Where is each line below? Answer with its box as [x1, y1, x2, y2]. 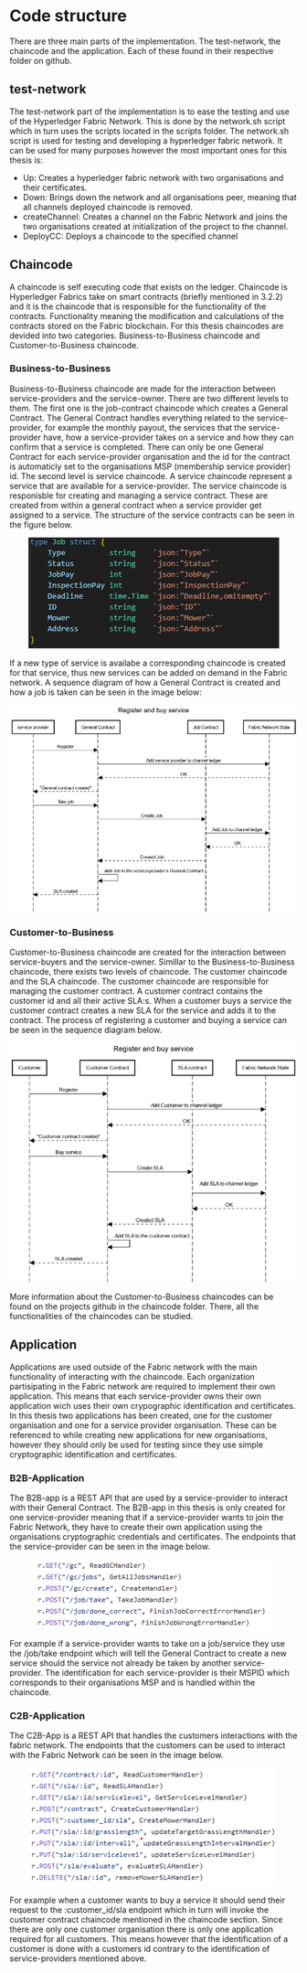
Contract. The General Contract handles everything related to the [9, 412, 255, 423]
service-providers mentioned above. [9, 1953, 147, 1964]
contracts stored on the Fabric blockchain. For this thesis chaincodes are [9, 320, 284, 331]
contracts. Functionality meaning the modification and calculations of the [9, 310, 285, 321]
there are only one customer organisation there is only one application [9, 1924, 274, 1935]
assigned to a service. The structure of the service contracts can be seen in [9, 509, 295, 520]
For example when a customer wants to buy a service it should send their [9, 1894, 286, 1906]
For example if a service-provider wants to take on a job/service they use [9, 1638, 285, 1649]
